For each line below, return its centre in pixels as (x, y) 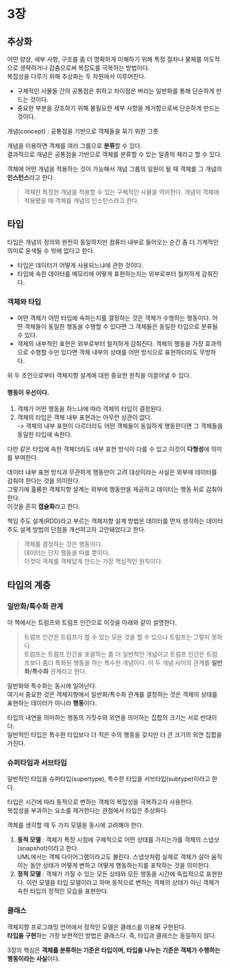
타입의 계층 (29, 585)
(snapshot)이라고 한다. (48, 848)
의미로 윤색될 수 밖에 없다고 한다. (51, 250)
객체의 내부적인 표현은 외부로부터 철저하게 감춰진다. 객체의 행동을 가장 (110, 344)
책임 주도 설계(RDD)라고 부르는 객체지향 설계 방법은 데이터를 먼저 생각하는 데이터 (115, 521)
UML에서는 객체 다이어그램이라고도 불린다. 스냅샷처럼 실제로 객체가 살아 (113, 857)
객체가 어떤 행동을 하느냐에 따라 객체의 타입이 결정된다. (90, 409)
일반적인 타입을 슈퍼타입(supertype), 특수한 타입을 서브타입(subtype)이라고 (109, 779)
